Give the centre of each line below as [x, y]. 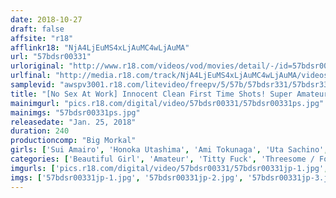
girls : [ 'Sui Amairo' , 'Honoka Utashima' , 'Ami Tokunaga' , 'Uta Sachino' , [169, 150]
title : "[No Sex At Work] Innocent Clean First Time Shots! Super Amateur [169, 94]
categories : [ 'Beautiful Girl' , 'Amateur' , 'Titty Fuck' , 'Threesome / [162, 159]
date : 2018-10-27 [46, 19]
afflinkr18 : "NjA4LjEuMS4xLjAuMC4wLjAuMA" [100, 47]
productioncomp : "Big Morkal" [73, 141]
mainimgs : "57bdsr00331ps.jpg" [75, 112]
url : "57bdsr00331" [51, 57]
